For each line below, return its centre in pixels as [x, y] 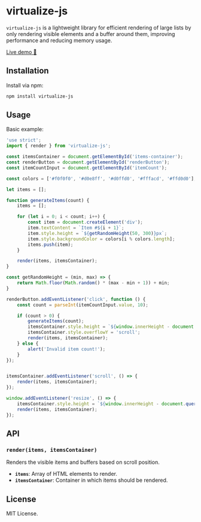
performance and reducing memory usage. [59, 40]
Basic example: [25, 129]
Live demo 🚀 [22, 52]
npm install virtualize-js [40, 96]
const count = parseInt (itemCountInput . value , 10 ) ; [83, 305]
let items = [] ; [26, 189]
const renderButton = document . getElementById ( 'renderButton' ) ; [88, 162]
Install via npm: [25, 85]
